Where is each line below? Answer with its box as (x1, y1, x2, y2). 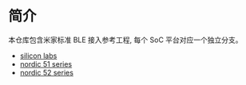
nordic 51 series (19, 59, 73, 68)
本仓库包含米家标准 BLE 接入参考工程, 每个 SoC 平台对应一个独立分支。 (8, 35, 243, 44)
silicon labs (19, 51, 58, 60)
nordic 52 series (19, 68, 74, 77)
